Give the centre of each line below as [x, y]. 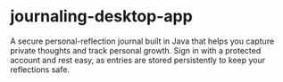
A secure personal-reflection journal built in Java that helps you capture [142, 41]
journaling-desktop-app [101, 16]
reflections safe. [40, 70]
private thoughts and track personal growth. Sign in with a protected [136, 50]
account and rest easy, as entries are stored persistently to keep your [138, 60]
